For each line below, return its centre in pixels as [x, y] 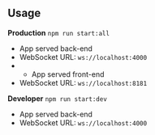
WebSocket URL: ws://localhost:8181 [83, 82]
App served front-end [68, 74]
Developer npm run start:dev [57, 98]
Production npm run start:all [59, 32]
